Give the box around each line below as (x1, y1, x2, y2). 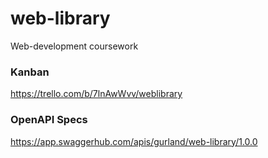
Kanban (10, 65, 50, 79)
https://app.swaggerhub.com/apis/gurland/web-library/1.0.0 (10, 135, 258, 147)
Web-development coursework (10, 40, 139, 52)
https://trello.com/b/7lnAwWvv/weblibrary (10, 88, 183, 100)
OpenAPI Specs (10, 113, 88, 127)
